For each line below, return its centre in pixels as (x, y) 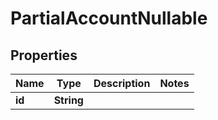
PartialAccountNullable (109, 18)
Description (122, 83)
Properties (44, 55)
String (68, 100)
